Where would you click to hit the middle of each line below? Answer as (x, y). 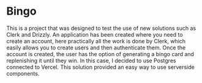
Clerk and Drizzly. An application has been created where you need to (95, 34)
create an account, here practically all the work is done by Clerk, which (96, 41)
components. (23, 73)
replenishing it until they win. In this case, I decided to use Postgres (91, 60)
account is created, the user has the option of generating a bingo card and (100, 54)
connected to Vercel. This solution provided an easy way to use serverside (100, 67)
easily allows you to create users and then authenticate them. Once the (96, 48)
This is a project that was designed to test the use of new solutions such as (101, 28)
